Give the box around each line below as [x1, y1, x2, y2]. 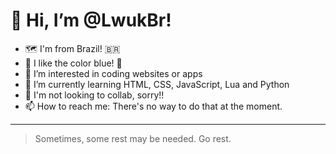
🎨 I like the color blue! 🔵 [24, 57, 123, 69]
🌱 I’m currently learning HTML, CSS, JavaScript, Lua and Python [24, 78, 290, 90]
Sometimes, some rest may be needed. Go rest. [34, 132, 232, 144]
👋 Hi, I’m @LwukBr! [10, 9, 172, 32]
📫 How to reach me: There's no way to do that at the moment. [24, 100, 283, 112]
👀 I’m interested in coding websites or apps [24, 67, 203, 79]
